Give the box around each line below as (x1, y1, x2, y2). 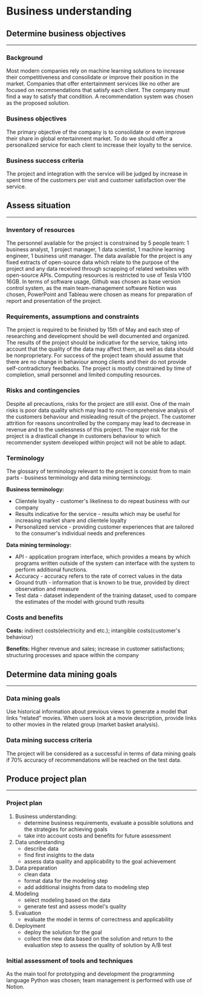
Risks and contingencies (6, 386, 80, 395)
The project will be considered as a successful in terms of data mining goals (6, 750, 196, 757)
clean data (24, 870, 51, 878)
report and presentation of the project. (6, 297, 102, 304)
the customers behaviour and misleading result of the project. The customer (6, 413, 196, 420)
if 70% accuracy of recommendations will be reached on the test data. (6, 756, 182, 764)
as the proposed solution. (6, 99, 70, 107)
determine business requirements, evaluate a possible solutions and (24, 819, 194, 826)
